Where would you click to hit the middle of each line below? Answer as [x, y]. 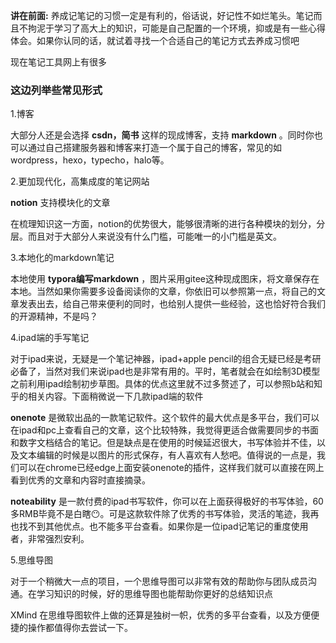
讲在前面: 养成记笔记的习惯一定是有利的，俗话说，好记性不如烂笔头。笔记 [162, 15]
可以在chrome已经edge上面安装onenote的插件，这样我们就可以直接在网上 [171, 468]
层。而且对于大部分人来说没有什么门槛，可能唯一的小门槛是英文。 [146, 236]
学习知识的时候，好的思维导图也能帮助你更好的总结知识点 [154, 594]
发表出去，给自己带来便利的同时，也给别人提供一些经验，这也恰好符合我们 [172, 304]
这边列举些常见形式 [56, 90]
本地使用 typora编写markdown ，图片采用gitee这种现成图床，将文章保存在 [165, 279]
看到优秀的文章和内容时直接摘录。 [80, 480]
